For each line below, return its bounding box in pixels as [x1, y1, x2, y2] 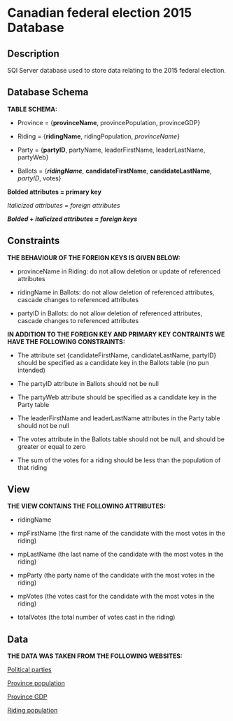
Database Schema [7, 86, 89, 99]
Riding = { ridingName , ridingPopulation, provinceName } [17, 131, 181, 141]
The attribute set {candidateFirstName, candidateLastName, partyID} [17, 351, 217, 359]
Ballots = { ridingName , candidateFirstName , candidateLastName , [17, 166, 212, 175]
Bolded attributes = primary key [7, 187, 101, 196]
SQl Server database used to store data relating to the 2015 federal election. [7, 66, 226, 74]
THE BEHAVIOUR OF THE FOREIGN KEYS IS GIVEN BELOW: [7, 253, 181, 262]
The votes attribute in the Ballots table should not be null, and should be [17, 435, 225, 443]
